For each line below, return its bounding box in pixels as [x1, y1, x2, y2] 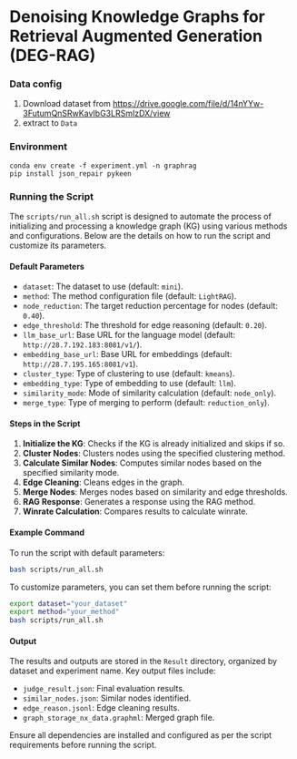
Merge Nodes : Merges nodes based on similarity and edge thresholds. [22, 487, 288, 497]
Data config [9, 77, 63, 90]
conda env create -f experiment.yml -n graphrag [9, 161, 197, 170]
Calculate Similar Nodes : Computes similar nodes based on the [22, 457, 262, 468]
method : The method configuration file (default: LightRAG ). [22, 291, 237, 302]
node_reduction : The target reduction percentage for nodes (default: [22, 301, 279, 312]
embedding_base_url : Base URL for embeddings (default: [22, 349, 233, 360]
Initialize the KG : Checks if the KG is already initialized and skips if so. [22, 438, 286, 449]
